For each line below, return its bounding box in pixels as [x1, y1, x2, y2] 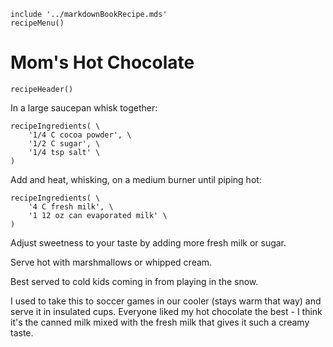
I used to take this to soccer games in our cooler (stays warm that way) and [10, 295, 322, 307]
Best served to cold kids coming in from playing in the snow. [10, 275, 259, 287]
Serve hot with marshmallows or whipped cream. [10, 256, 213, 268]
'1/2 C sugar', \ [28, 138, 101, 149]
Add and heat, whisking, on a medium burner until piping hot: [10, 173, 262, 185]
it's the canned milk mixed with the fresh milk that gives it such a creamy [10, 316, 310, 328]
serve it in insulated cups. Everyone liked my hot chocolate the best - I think [10, 305, 323, 317]
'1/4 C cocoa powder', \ [28, 130, 132, 140]
